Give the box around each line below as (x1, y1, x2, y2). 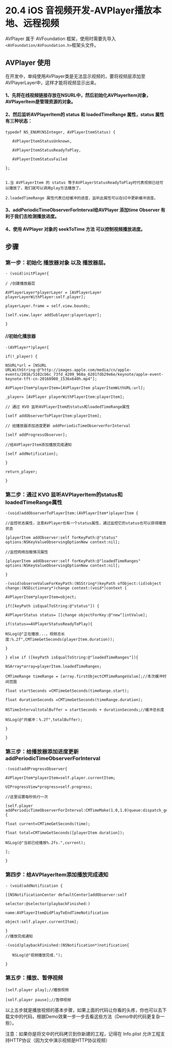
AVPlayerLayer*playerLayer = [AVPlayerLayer (5, 290, 102, 296)
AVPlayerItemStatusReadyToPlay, (12, 148, 81, 153)
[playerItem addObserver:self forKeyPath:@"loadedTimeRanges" (5, 558, 141, 563)
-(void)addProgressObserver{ (5, 766, 68, 771)
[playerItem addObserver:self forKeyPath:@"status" (5, 535, 118, 540)
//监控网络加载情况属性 (5, 549, 49, 555)
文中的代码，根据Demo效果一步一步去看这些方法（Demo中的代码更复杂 (9, 1013, 160, 1019)
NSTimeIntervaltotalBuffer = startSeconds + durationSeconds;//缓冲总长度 (5, 707, 165, 712)
